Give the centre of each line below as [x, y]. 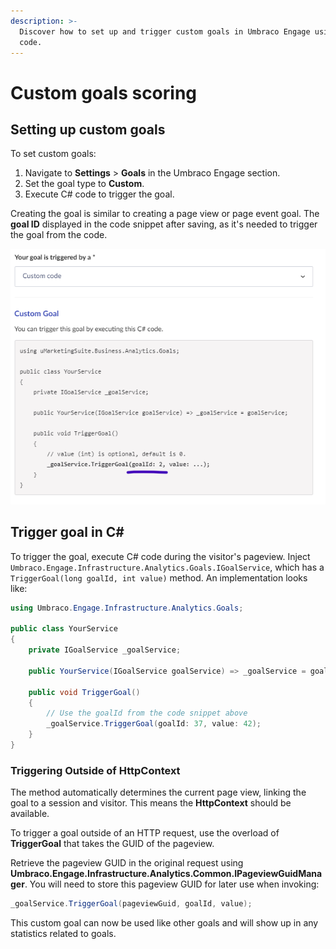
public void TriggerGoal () [84, 692]
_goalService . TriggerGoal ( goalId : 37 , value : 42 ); [154, 724]
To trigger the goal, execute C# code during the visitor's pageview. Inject [160, 556]
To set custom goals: [53, 154]
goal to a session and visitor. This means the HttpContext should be [151, 803]
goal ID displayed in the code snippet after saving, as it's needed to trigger [164, 224]
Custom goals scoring [104, 92]
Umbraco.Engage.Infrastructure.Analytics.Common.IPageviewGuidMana [166, 874]
